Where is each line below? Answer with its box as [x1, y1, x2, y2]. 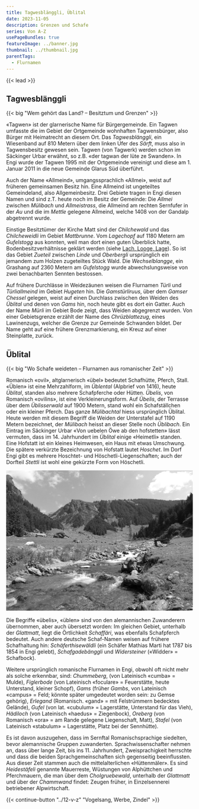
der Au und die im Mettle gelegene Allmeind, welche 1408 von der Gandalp [6, 208, 189, 215]
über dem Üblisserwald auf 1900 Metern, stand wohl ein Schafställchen [6, 402, 181, 409]
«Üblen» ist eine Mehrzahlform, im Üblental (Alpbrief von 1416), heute [6, 383, 176, 390]
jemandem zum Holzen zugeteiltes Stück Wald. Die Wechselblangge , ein [6, 258, 184, 265]
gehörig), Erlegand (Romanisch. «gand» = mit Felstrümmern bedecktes [6, 697, 180, 705]
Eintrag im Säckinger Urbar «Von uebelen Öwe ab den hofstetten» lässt [6, 427, 181, 434]
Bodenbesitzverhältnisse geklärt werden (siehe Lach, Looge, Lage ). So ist [6, 245, 187, 252]
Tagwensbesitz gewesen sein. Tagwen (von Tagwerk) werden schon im [6, 146, 181, 154]
